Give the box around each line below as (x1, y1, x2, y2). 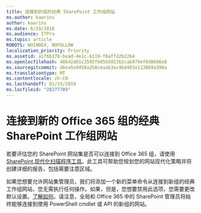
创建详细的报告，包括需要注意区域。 (6, 165, 96, 172)
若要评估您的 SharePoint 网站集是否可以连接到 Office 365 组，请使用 (6, 150, 175, 157)
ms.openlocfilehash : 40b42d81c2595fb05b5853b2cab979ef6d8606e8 (6, 59, 167, 65)
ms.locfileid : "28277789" (6, 87, 71, 93)
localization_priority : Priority (6, 48, 90, 54)
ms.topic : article (6, 36, 52, 42)
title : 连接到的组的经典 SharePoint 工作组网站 (6, 8, 115, 15)
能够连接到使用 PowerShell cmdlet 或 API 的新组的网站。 (11, 200, 151, 207)
